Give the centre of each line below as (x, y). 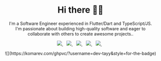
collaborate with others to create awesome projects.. (80, 34)
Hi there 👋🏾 (80, 10)
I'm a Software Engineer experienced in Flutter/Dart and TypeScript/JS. (80, 23)
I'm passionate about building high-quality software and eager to (80, 28)
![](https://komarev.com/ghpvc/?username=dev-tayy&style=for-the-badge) (80, 53)
